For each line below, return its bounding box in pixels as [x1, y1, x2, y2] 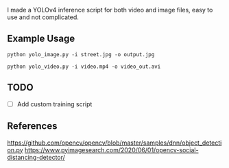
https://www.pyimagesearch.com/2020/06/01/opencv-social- [24, 145, 199, 154]
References [7, 120, 58, 132]
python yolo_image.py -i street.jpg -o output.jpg [7, 51, 155, 58]
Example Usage [7, 33, 75, 45]
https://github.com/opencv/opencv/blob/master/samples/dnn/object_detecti [7, 139, 222, 147]
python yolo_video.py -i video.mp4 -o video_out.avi [7, 63, 161, 70]
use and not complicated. [7, 13, 79, 21]
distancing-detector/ [7, 153, 65, 161]
